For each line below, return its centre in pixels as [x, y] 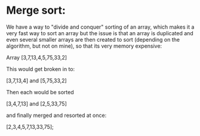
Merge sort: [36, 10]
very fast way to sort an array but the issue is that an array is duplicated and [100, 33]
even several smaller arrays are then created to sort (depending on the [93, 39]
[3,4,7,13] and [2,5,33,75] [36, 103]
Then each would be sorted [40, 92]
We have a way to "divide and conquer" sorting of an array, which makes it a [100, 27]
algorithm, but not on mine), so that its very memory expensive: [84, 46]
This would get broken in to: [41, 69]
